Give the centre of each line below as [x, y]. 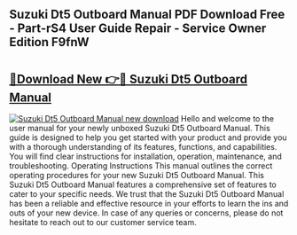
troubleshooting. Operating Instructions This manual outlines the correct [141, 166]
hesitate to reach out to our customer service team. [103, 222]
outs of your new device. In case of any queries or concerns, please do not [146, 213]
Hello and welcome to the [227, 118]
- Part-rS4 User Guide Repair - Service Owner [138, 29]
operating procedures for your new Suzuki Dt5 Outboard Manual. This [137, 175]
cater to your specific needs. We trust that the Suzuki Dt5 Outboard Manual [147, 194]
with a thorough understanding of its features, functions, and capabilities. [143, 147]
